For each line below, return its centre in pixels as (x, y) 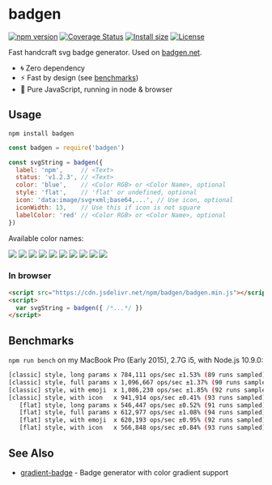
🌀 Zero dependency (52, 68)
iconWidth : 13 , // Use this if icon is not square (108, 208)
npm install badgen (41, 133)
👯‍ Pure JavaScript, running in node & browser (96, 89)
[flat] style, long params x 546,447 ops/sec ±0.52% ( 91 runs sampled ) (142, 405)
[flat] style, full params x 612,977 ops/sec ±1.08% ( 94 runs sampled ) (142, 413)
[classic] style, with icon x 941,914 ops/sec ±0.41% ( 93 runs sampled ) (137, 397)
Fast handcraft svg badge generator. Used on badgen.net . (105, 52)
